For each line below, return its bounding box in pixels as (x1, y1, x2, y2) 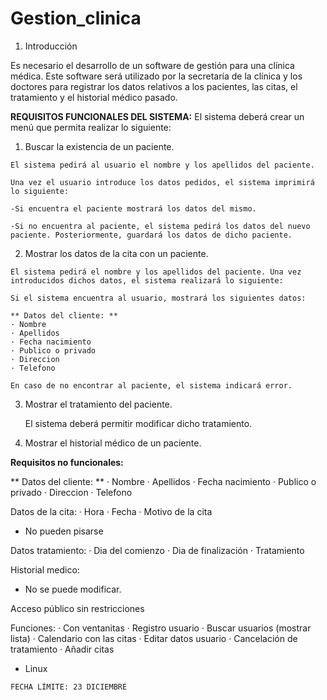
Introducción (24, 40, 78, 52)
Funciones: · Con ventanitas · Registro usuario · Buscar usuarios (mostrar (10, 622, 312, 634)
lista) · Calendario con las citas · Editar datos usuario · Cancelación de (10, 632, 298, 644)
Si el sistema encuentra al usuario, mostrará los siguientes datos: (10, 293, 307, 303)
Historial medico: (10, 563, 80, 576)
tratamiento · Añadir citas (10, 643, 115, 655)
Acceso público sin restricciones (10, 602, 145, 614)
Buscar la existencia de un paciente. (24, 140, 175, 152)
